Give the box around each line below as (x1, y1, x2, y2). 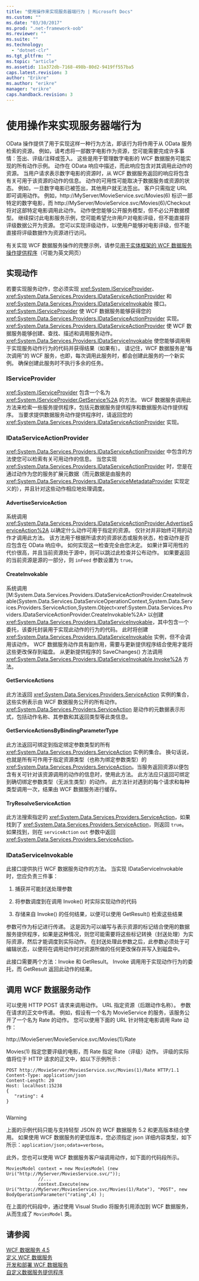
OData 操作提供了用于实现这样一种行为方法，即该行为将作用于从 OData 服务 (6, 140, 192, 147)
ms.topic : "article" (6, 58, 58, 64)
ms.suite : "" (6, 36, 39, 42)
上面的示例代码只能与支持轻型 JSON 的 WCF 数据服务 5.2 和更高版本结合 (6, 1126, 184, 1134)
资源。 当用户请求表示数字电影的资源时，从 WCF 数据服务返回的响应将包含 (6, 169, 189, 177)
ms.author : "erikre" (6, 81, 58, 87)
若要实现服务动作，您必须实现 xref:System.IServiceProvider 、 (6, 285, 157, 292)
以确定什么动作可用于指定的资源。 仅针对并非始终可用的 (50, 527, 187, 534)
